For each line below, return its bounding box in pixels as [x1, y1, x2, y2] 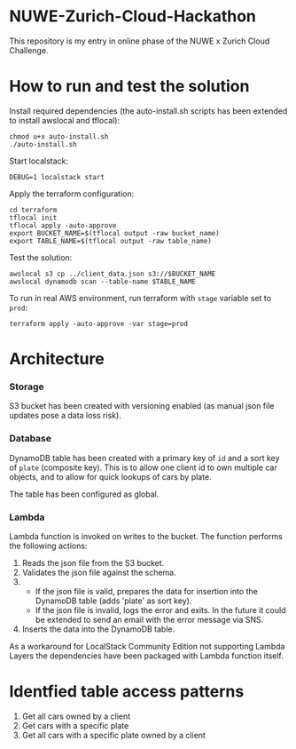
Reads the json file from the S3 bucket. [21, 557, 165, 568]
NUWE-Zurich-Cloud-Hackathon [9, 6, 257, 27]
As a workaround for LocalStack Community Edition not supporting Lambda [9, 641, 285, 651]
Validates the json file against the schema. [21, 567, 176, 578]
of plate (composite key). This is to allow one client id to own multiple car [9, 462, 277, 473]
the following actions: [9, 540, 88, 551]
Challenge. [9, 44, 49, 55]
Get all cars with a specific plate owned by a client [21, 729, 206, 740]
